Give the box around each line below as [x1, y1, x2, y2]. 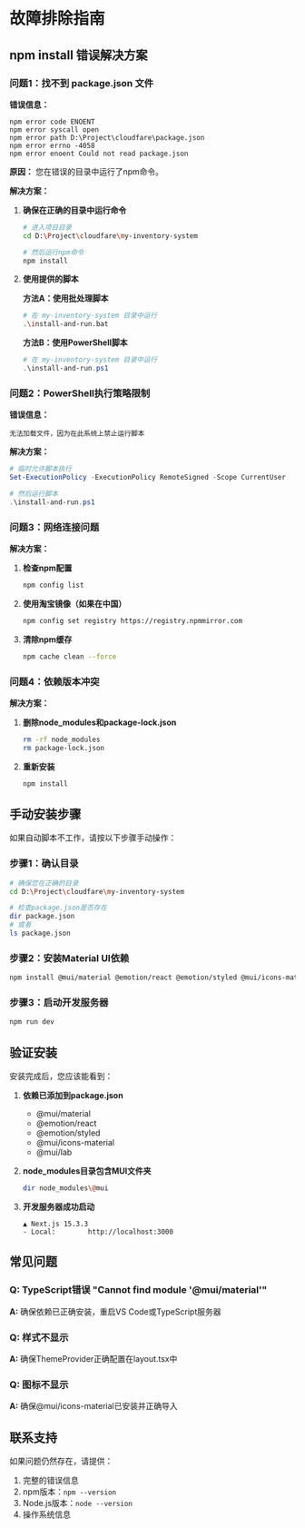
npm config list [22, 580, 84, 590]
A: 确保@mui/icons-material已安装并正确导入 [9, 1401, 179, 1412]
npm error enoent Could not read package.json [9, 149, 189, 158]
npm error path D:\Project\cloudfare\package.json [9, 133, 205, 142]
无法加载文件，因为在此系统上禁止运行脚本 [9, 429, 145, 439]
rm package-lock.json [22, 743, 104, 752]
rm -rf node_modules [22, 735, 101, 744]
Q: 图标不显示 [9, 1378, 69, 1391]
